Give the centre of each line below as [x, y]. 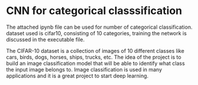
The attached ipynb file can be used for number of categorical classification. [99, 27]
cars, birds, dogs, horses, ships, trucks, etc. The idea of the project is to [94, 57]
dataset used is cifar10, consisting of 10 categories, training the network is [97, 33]
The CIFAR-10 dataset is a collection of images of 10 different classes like [95, 50]
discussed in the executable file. [45, 39]
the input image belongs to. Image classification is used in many [84, 69]
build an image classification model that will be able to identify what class [95, 63]
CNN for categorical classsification [94, 11]
